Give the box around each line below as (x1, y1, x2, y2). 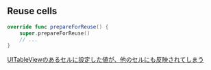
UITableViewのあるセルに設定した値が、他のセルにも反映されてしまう (7, 56, 204, 64)
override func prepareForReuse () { (7, 23, 109, 30)
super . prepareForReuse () (19, 30, 90, 37)
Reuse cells (7, 5, 58, 17)
